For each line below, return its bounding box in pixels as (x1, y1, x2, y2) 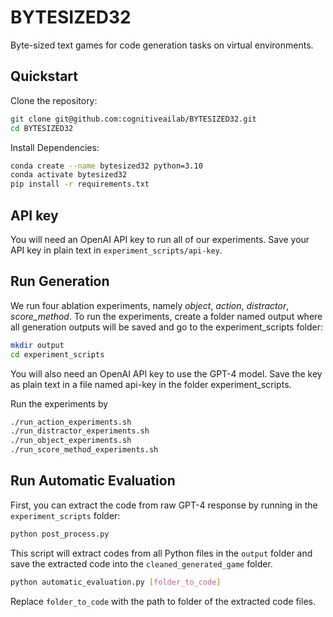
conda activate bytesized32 (10, 170, 128, 180)
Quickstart (10, 68, 79, 85)
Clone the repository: (10, 94, 98, 106)
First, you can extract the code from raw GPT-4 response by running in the (10, 499, 318, 511)
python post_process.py (10, 529, 110, 539)
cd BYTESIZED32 (10, 123, 74, 133)
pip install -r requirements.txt (10, 179, 150, 190)
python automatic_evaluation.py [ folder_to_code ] (10, 577, 222, 587)
